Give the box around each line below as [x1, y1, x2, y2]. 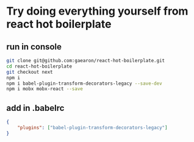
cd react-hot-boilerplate [6, 63, 72, 69]
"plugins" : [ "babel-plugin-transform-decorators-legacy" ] [17, 124, 168, 130]
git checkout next [6, 69, 53, 75]
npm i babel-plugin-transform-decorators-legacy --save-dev [6, 80, 163, 87]
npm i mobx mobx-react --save [6, 86, 84, 92]
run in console [6, 41, 62, 52]
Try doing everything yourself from [6, 4, 189, 18]
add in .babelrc [6, 102, 65, 113]
